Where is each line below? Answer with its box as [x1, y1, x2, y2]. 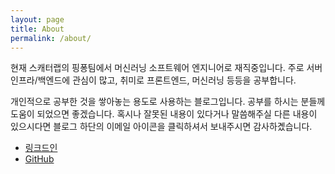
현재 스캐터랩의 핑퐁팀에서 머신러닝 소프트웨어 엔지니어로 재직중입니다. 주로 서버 [10, 62, 323, 74]
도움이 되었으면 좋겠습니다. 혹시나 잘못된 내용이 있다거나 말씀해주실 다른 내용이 [10, 108, 318, 120]
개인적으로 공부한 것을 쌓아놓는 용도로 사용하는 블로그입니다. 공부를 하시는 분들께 [10, 96, 326, 108]
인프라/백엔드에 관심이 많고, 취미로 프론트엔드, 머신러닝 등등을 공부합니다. [10, 74, 297, 86]
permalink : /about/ [10, 33, 92, 43]
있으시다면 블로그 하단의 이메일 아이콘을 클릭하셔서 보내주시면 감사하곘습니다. [10, 121, 313, 133]
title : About [10, 24, 65, 34]
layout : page [10, 14, 65, 25]
